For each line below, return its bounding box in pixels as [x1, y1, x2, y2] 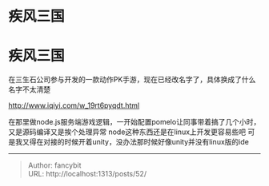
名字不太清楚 [8, 85, 50, 94]
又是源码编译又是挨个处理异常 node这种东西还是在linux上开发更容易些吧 [8, 127, 247, 137]
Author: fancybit [27, 160, 82, 170]
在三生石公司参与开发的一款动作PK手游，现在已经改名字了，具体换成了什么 [8, 75, 256, 85]
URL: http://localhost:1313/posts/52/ [27, 169, 147, 179]
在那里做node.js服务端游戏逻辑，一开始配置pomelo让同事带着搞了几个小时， [8, 117, 261, 127]
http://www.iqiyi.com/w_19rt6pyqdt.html [8, 101, 140, 110]
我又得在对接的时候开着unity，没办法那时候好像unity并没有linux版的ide [14, 137, 250, 147]
